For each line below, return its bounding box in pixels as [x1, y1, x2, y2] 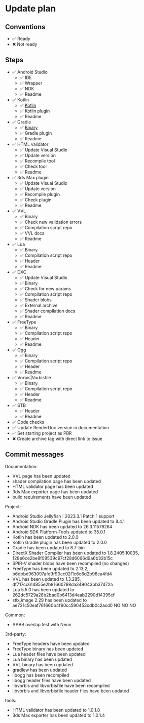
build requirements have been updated [12, 494, 91, 500]
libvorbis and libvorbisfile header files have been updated [12, 687, 129, 694]
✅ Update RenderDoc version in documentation [12, 424, 109, 430]
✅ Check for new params [19, 285, 71, 291]
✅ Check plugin [19, 197, 52, 202]
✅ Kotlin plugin [19, 108, 50, 114]
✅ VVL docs [19, 230, 45, 236]
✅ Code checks [12, 419, 44, 425]
